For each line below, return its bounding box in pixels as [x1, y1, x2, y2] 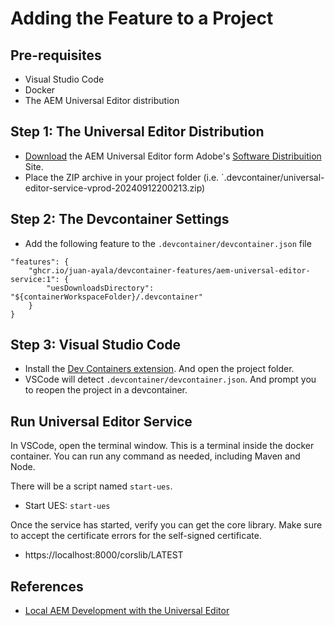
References [10, 578, 84, 595]
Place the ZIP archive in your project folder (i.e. [24, 171, 220, 183]
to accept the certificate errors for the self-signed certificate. [10, 530, 262, 542]
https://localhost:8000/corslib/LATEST [24, 549, 184, 561]
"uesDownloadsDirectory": [46, 283, 155, 293]
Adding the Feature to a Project [10, 7, 274, 30]
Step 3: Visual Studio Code [10, 337, 182, 354]
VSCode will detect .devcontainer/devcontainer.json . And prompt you [24, 373, 317, 386]
